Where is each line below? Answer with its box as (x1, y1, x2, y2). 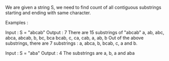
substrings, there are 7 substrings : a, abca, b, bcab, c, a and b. (5, 40, 138, 46)
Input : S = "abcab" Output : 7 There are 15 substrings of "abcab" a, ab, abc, (5, 29, 164, 35)
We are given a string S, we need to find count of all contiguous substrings (5, 5, 161, 10)
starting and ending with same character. (5, 10, 91, 16)
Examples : (5, 20, 28, 25)
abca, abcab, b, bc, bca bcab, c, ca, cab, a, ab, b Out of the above (5, 35, 144, 41)
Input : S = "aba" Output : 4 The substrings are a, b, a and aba (5, 50, 135, 56)
